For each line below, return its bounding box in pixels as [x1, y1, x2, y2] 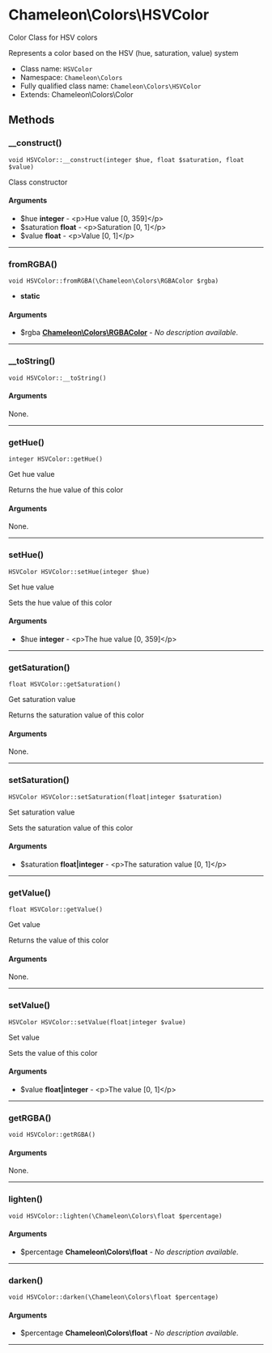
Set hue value [8, 581, 54, 592]
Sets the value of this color [8, 1048, 98, 1057]
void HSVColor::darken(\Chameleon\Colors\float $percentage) [8, 1293, 219, 1301]
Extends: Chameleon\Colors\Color [19, 89, 134, 99]
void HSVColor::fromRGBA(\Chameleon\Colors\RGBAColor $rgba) [8, 277, 219, 285]
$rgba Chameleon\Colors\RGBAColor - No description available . [19, 328, 239, 338]
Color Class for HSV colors [8, 32, 99, 42]
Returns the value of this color [8, 935, 109, 945]
